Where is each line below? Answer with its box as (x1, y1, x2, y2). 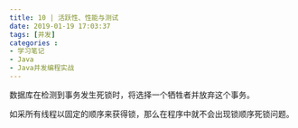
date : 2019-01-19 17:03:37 (9, 22, 111, 31)
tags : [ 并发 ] (9, 30, 56, 39)
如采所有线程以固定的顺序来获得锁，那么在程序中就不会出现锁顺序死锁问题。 (9, 108, 294, 119)
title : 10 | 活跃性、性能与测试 (9, 13, 119, 23)
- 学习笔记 (9, 47, 45, 56)
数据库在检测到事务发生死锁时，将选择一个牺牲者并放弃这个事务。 (9, 89, 255, 100)
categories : (9, 38, 59, 48)
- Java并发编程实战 (9, 64, 75, 73)
